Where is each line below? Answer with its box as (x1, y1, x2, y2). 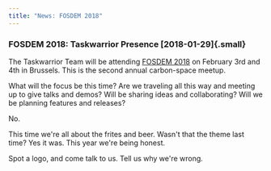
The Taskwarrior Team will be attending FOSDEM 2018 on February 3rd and (8, 56, 260, 66)
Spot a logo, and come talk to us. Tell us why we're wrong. (8, 153, 204, 163)
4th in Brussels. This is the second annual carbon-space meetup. (8, 65, 227, 75)
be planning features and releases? (8, 98, 126, 107)
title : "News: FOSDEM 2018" (8, 11, 104, 20)
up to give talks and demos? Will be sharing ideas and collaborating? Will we (8, 90, 263, 99)
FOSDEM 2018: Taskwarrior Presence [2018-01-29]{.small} (8, 38, 247, 49)
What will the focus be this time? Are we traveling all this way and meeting (8, 81, 256, 90)
